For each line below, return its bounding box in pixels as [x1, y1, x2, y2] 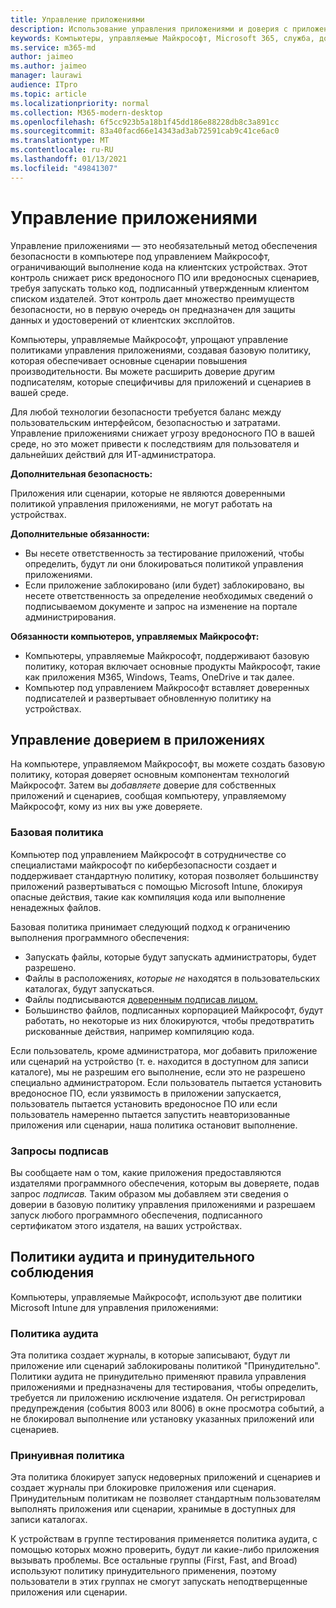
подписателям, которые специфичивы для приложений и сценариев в [10, 376, 312, 388]
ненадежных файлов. [10, 901, 102, 913]
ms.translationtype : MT [10, 136, 110, 146]
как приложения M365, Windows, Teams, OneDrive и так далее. [24, 671, 295, 683]
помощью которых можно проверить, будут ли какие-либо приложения [10, 1544, 320, 1556]
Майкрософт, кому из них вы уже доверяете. [10, 801, 203, 813]
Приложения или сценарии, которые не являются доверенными [10, 487, 286, 499]
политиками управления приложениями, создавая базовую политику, [10, 344, 312, 356]
